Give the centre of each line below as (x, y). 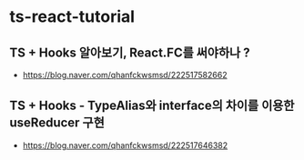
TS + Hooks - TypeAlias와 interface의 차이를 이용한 (152, 106)
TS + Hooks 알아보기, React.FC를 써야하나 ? (130, 52)
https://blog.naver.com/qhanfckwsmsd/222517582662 (125, 75)
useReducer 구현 (57, 123)
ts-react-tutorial (72, 17)
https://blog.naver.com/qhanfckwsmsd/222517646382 (125, 145)
